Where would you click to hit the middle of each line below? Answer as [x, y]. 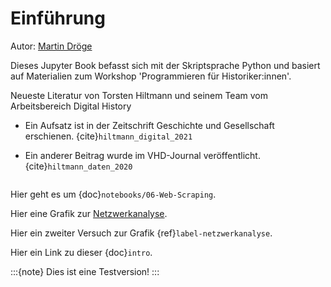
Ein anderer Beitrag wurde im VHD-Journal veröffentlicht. [142, 155]
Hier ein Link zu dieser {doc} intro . [81, 252]
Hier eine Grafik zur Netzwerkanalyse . [89, 213]
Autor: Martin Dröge [51, 46]
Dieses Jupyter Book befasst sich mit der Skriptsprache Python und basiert [165, 65]
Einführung [58, 18]
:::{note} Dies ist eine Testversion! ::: [85, 271]
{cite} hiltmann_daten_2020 [78, 166]
